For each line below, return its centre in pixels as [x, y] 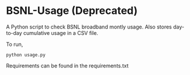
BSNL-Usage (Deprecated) [72, 11]
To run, [15, 44]
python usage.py [26, 55]
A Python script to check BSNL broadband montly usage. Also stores [89, 27]
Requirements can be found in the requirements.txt [67, 66]
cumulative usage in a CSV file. [61, 33]
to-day [14, 33]
